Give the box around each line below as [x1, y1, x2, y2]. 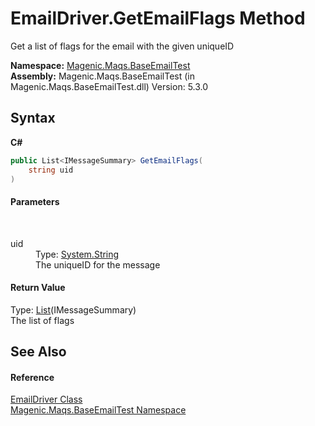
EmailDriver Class [10, 393, 83, 406]
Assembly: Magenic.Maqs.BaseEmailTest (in [10, 70, 196, 82]
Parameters [10, 195, 60, 207]
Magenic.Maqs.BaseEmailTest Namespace [10, 404, 187, 416]
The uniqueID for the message [35, 258, 161, 271]
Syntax [10, 110, 56, 127]
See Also [10, 343, 67, 361]
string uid [28, 165, 74, 175]
